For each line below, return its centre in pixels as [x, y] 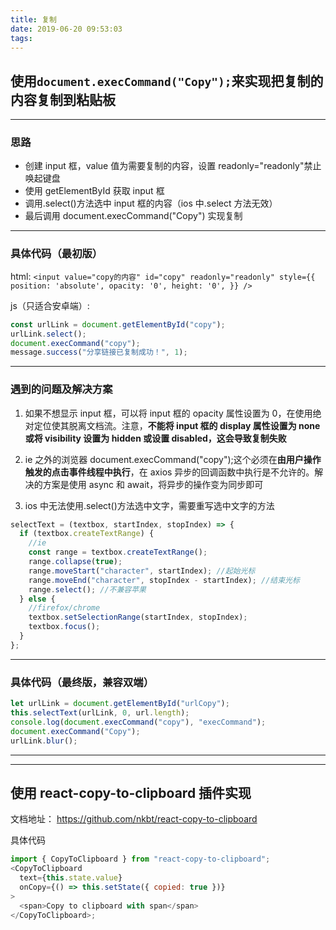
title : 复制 [33, 19]
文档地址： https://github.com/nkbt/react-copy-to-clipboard [134, 819]
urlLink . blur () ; [44, 741]
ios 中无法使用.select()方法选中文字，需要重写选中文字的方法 [149, 505]
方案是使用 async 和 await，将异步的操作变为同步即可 [153, 484]
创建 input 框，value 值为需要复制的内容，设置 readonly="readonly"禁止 [173, 166]
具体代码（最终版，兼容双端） [82, 682]
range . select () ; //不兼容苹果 [87, 589]
